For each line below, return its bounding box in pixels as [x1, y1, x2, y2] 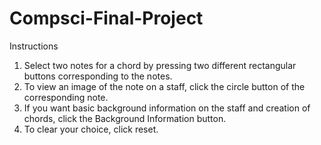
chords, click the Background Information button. [23, 112, 227, 124]
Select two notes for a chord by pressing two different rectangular [23, 59, 297, 71]
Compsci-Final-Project [9, 7, 204, 30]
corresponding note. [23, 91, 109, 103]
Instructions [9, 40, 59, 52]
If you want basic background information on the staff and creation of [23, 102, 311, 114]
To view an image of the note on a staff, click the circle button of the [23, 80, 306, 92]
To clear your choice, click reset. [23, 123, 159, 135]
